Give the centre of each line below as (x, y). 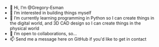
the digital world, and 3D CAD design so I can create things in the (75, 23)
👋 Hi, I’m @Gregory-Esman (37, 8)
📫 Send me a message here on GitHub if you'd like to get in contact (78, 39)
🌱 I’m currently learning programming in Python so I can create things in (82, 18)
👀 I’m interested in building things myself (50, 13)
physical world (24, 28)
